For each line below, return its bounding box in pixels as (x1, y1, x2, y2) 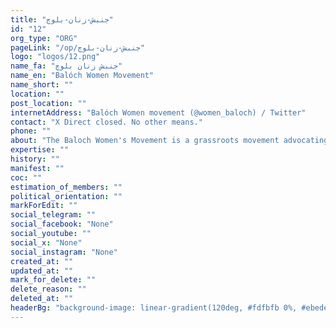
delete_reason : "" (10, 284, 87, 295)
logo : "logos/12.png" (10, 52, 101, 62)
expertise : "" (10, 145, 70, 155)
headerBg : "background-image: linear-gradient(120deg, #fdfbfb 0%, (10, 303, 298, 313)
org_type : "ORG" (10, 33, 78, 43)
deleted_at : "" (10, 294, 74, 304)
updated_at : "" (10, 266, 74, 276)
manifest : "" (10, 163, 65, 173)
